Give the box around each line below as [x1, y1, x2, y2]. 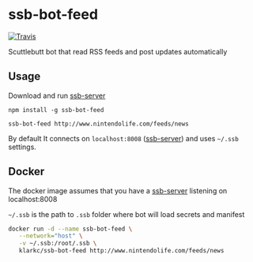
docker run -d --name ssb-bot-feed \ [8, 225, 133, 233]
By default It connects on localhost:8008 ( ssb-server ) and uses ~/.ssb [8, 133, 239, 143]
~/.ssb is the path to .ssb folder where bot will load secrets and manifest [8, 209, 245, 219]
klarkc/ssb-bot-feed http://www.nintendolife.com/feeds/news [18, 247, 225, 255]
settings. [8, 142, 37, 152]
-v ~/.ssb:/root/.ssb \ [18, 239, 97, 248]
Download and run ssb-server [8, 91, 106, 100]
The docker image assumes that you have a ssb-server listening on [8, 185, 228, 195]
